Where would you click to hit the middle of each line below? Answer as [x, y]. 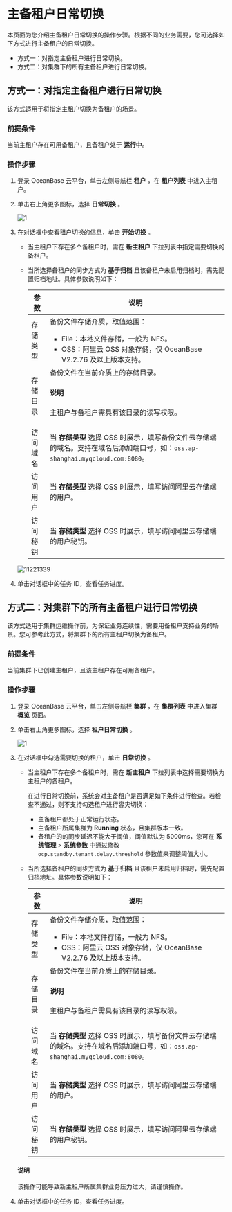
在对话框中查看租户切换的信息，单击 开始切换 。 [85, 232]
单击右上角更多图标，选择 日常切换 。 [70, 204]
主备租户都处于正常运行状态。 [80, 819]
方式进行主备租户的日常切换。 [55, 43]
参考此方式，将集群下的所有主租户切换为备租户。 [100, 634]
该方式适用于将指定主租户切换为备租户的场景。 [74, 109]
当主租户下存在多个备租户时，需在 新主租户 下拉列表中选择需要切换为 [126, 772]
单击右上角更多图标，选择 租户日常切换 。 [76, 730]
